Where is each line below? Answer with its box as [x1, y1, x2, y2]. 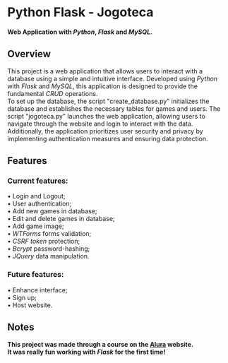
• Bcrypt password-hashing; [7, 244, 90, 253]
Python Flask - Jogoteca [7, 4, 154, 20]
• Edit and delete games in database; [7, 215, 115, 223]
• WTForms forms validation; [7, 230, 92, 238]
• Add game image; [7, 222, 64, 230]
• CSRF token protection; [7, 237, 80, 246]
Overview [7, 48, 52, 60]
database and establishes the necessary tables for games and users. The [7, 104, 221, 113]
